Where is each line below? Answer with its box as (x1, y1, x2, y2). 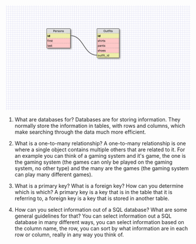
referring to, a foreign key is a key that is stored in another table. (14, 195, 170, 202)
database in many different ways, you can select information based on (14, 219, 184, 226)
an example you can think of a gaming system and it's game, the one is (14, 152, 186, 160)
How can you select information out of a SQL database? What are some (14, 206, 187, 213)
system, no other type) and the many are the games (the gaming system (14, 165, 189, 172)
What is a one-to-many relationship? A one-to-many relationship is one (14, 140, 186, 147)
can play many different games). (14, 171, 93, 178)
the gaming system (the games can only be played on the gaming (14, 158, 173, 166)
